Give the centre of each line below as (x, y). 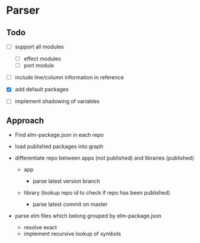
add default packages (41, 90)
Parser (23, 10)
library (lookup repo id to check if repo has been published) (97, 193)
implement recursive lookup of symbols (72, 234)
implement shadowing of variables (57, 101)
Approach (25, 120)
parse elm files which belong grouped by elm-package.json (88, 216)
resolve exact (40, 227)
